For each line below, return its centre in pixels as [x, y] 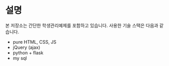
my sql [20, 58]
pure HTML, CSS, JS [34, 42]
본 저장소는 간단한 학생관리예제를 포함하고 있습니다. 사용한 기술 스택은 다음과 [82, 25]
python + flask [28, 53]
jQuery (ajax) [26, 47]
